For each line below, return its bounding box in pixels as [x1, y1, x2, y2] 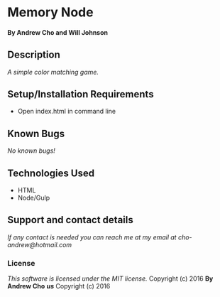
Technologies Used [7, 167, 94, 179]
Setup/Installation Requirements [7, 88, 154, 100]
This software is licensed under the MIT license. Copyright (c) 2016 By [7, 274, 214, 283]
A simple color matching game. [7, 67, 99, 76]
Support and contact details [7, 214, 133, 226]
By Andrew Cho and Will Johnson [7, 28, 109, 36]
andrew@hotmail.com [7, 240, 72, 249]
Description [7, 49, 60, 61]
